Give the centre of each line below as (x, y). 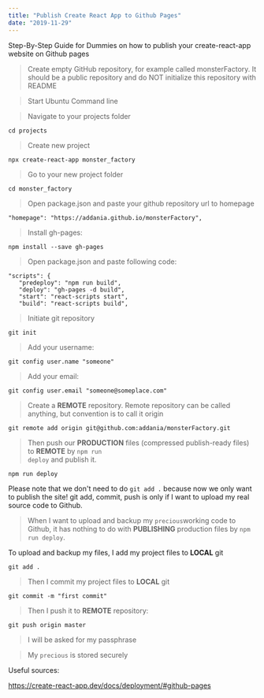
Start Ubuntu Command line (73, 101)
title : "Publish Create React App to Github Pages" (95, 15)
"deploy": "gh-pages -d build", (72, 290)
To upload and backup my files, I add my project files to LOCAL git (116, 552)
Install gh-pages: (55, 232)
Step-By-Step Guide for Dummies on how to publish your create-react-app (130, 45)
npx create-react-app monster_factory (72, 160)
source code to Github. (45, 505)
